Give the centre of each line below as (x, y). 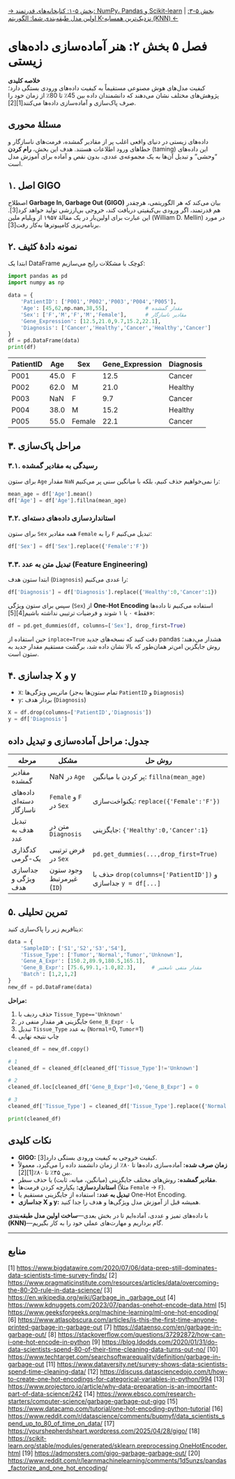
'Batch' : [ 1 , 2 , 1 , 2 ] (49, 974)
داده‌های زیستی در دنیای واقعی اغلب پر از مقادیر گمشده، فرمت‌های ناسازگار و (108, 141)
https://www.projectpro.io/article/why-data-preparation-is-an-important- (113, 1387)
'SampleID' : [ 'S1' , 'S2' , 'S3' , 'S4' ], (74, 948)
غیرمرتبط (63, 879)
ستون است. (23, 654)
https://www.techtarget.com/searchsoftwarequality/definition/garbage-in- (114, 1357)
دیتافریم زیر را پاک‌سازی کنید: (45, 929)
